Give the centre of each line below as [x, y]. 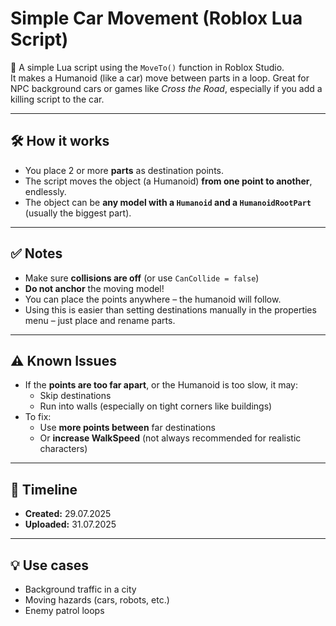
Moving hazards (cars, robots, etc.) [97, 600]
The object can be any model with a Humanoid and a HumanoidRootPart [168, 202]
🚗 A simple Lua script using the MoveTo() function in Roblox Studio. [147, 67]
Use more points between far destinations [127, 428]
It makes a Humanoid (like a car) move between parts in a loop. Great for [160, 78]
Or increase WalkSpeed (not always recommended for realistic [170, 438]
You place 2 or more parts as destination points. [124, 170]
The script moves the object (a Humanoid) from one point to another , [168, 181]
